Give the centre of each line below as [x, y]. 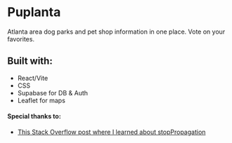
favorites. [21, 39]
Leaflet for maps [41, 100]
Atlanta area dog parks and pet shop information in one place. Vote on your [116, 32]
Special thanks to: [34, 116]
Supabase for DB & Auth [53, 93]
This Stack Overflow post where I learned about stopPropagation [111, 132]
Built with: [30, 61]
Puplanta [34, 12]
